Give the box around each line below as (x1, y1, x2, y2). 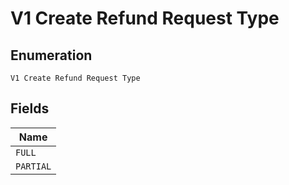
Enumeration (10, 47, 93, 64)
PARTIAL (15, 160, 52, 172)
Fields (10, 100, 50, 117)
